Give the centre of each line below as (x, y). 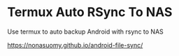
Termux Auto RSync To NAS (90, 12)
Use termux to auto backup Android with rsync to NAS (86, 31)
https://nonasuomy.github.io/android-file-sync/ (75, 45)
